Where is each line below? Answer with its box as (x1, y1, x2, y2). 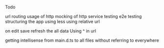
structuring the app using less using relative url (5, 19, 100, 24)
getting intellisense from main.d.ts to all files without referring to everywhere (5, 37, 159, 43)
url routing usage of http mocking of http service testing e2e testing (5, 14, 142, 19)
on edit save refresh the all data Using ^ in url (5, 28, 96, 33)
